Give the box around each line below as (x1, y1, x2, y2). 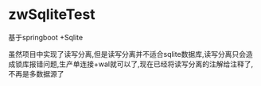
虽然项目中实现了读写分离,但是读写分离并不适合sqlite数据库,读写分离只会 (8, 49, 247, 58)
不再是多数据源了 (8, 69, 64, 78)
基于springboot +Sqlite (8, 32, 84, 42)
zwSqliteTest (8, 6, 95, 24)
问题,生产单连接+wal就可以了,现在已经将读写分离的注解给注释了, (42, 59, 254, 69)
